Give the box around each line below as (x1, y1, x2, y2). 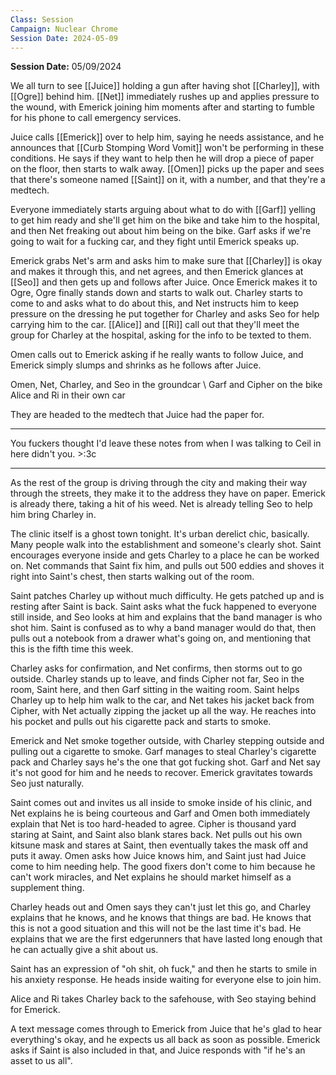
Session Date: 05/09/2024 (10, 61, 122, 73)
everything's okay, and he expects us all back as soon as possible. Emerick (10, 1034, 321, 1046)
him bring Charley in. (10, 509, 97, 521)
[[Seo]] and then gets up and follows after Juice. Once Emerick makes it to (10, 276, 318, 288)
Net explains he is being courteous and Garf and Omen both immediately (10, 807, 311, 820)
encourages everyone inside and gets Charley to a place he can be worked (10, 549, 320, 561)
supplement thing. (10, 882, 85, 894)
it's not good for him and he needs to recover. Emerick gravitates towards (10, 767, 313, 779)
